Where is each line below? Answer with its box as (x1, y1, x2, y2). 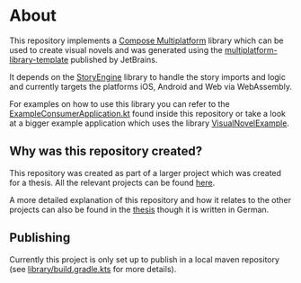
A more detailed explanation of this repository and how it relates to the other (9, 194, 292, 205)
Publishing (9, 230, 71, 245)
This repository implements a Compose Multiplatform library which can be (9, 35, 284, 46)
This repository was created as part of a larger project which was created (9, 167, 281, 178)
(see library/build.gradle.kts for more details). (9, 263, 177, 274)
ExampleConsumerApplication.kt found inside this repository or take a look (9, 108, 286, 119)
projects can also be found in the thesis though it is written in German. (9, 204, 270, 215)
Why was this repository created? (9, 144, 203, 159)
